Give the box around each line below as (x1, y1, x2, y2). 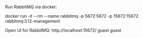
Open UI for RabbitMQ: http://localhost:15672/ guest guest (5, 28, 122, 33)
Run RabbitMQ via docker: (5, 4, 57, 9)
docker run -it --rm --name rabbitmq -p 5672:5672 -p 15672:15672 (5, 13, 139, 19)
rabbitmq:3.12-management (5, 19, 61, 24)
